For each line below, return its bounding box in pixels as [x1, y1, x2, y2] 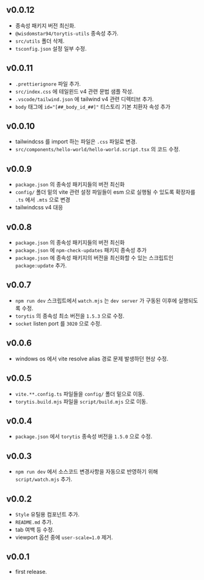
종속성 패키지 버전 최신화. [15, 21, 76, 29]
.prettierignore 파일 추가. [15, 80, 81, 87]
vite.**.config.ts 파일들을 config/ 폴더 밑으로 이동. [15, 390, 145, 397]
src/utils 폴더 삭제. [15, 37, 65, 45]
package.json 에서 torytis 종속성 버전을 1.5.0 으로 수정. [15, 433, 153, 440]
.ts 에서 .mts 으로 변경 [15, 196, 70, 204]
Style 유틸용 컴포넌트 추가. [15, 510, 80, 518]
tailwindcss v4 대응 [15, 204, 64, 211]
